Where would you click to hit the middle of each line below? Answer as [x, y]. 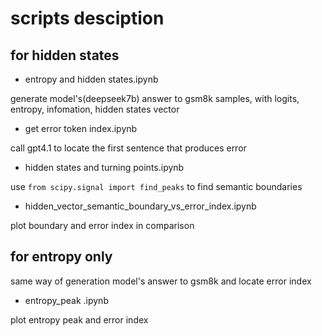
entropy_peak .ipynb [66, 300]
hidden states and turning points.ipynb [104, 167]
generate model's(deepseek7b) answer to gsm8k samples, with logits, [155, 98]
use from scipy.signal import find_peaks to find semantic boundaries [156, 186]
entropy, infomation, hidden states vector [95, 109]
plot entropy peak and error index [79, 319]
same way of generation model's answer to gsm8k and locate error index [161, 281]
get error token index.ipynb [81, 128]
